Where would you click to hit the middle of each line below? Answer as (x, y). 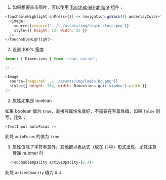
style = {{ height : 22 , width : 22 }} (51, 30)
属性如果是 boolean (32, 101)
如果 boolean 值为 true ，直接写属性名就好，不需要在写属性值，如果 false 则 (83, 111)
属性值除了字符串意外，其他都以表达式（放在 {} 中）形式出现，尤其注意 (84, 147)
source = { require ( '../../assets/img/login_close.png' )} (72, 26)
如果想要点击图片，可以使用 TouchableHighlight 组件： (68, 7)
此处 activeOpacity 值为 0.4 (33, 173)
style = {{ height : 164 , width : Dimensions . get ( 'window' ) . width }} (78, 86)
